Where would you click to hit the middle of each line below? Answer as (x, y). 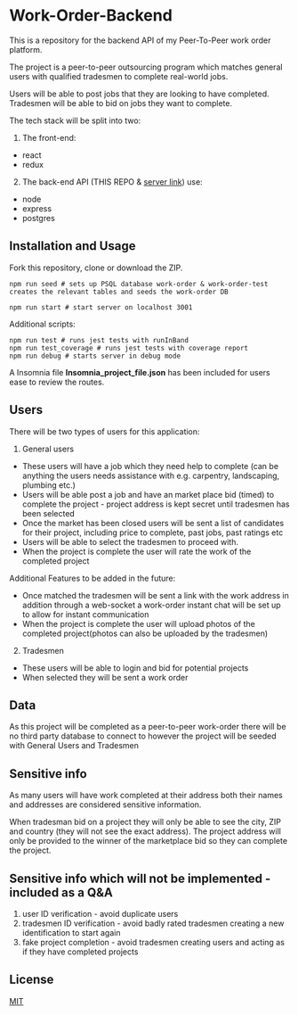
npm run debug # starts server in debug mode (95, 356)
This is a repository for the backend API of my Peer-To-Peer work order (140, 40)
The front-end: (49, 137)
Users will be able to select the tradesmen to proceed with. (130, 541)
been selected (48, 513)
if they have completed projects (80, 952)
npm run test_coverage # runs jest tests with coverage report (129, 348)
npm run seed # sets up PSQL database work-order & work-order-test (139, 284)
